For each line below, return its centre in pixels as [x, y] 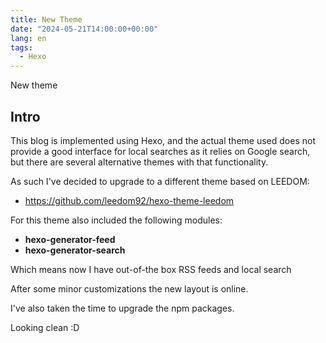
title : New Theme [46, 19]
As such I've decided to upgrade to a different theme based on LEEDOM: [160, 181]
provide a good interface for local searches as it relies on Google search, [160, 151]
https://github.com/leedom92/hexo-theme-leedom [129, 200]
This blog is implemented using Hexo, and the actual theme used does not [163, 140]
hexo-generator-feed [70, 239]
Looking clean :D [45, 327]
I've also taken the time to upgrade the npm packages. [122, 308]
